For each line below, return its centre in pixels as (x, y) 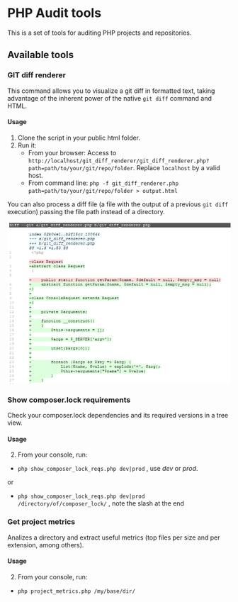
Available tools (41, 55)
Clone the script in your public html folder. (79, 138)
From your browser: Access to (72, 152)
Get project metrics (41, 522)
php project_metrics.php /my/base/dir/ (76, 591)
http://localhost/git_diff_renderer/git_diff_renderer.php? (119, 161)
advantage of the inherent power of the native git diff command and (110, 98)
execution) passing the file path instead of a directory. (86, 211)
